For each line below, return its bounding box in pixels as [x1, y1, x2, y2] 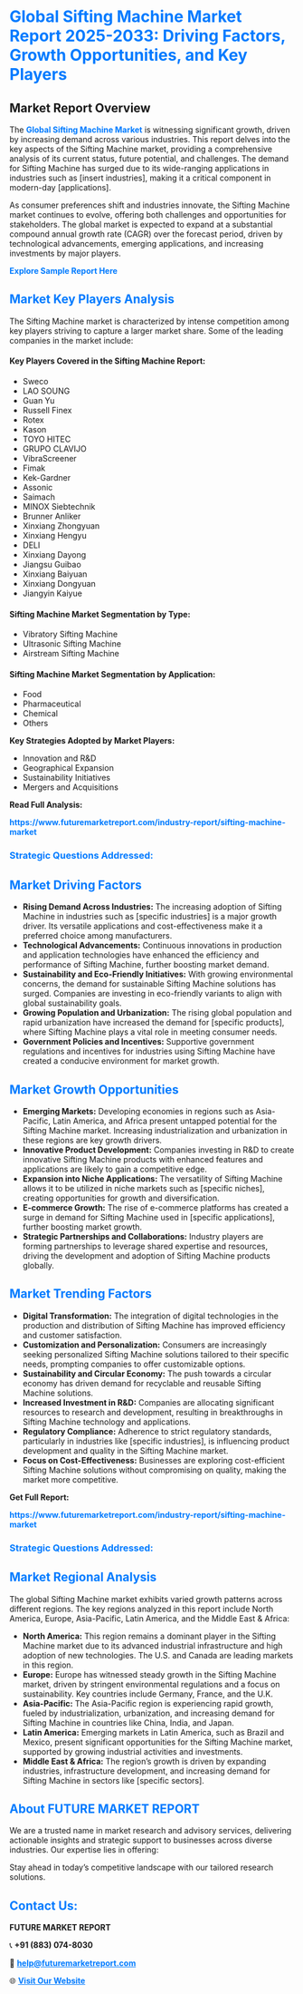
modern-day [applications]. [9, 182, 111, 192]
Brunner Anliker [22, 511, 81, 522]
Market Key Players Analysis [9, 292, 175, 307]
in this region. [22, 1659, 74, 1670]
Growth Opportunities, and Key [9, 45, 248, 65]
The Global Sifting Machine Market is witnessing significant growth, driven [9, 124, 291, 135]
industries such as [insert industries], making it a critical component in [9, 172, 271, 183]
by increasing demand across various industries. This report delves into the [9, 134, 291, 144]
